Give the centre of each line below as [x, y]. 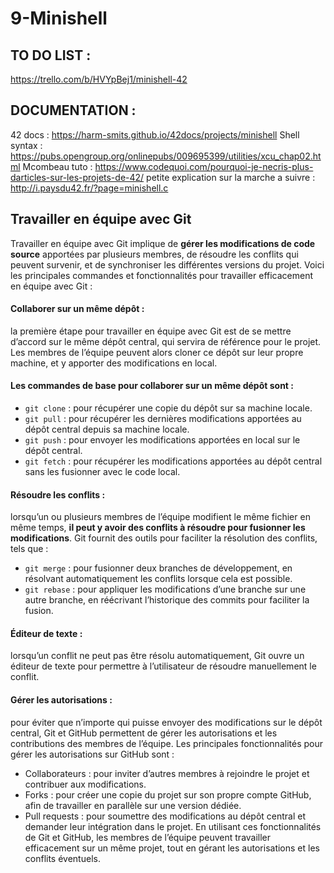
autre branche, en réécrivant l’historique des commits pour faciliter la [167, 600]
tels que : [29, 549]
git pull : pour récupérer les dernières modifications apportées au [163, 419]
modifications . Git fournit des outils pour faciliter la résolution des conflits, [164, 538]
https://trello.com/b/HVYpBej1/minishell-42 [99, 79]
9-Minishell [59, 18]
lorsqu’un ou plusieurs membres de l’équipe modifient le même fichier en [160, 517]
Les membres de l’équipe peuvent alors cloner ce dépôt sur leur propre [157, 352]
